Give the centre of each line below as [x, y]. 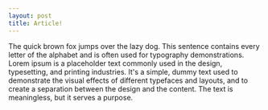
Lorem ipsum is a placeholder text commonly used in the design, [115, 63]
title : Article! [35, 23]
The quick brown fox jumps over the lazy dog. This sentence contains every [134, 46]
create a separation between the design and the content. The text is [121, 88]
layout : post [30, 16]
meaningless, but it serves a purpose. [71, 97]
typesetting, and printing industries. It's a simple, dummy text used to [124, 71]
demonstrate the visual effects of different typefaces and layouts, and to [128, 80]
